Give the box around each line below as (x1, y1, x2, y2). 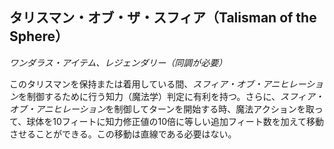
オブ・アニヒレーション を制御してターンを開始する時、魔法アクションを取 (9, 103, 315, 115)
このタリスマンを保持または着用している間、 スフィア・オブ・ (9, 78, 263, 90)
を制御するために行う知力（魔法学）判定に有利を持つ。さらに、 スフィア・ (18, 90, 324, 102)
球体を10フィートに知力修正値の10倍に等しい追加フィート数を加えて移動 (26, 115, 325, 127)
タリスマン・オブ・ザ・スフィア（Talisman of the (9, 9, 317, 27)
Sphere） (9, 28, 69, 45)
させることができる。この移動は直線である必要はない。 (9, 128, 237, 140)
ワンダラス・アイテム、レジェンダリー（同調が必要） (9, 56, 228, 68)
